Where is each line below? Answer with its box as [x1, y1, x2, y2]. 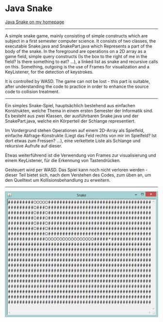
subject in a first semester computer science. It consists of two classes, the [5, 38, 156, 44]
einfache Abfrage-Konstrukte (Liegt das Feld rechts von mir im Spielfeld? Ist [5, 132, 157, 138]
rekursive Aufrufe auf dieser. [5, 143, 62, 148]
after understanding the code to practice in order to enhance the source [5, 83, 149, 89]
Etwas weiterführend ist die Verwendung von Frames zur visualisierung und [5, 152, 156, 158]
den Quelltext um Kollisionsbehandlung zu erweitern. [5, 177, 111, 183]
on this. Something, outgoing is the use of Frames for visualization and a [5, 64, 149, 69]
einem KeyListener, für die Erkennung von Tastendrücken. [5, 157, 121, 163]
